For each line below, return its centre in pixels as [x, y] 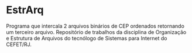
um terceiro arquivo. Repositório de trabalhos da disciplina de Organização [96, 32]
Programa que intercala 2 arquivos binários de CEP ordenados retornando [95, 26]
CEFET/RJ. [19, 44]
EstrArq [25, 10]
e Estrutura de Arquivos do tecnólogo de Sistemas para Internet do [87, 38]
